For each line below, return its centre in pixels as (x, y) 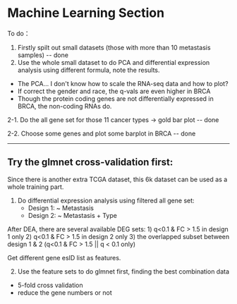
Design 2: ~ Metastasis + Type (73, 215)
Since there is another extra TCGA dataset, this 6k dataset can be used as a (117, 179)
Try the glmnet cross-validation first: (90, 163)
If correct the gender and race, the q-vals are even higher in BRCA (114, 91)
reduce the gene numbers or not (65, 292)
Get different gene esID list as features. (64, 257)
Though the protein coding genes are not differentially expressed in (115, 98)
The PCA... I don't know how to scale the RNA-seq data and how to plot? (123, 83)
